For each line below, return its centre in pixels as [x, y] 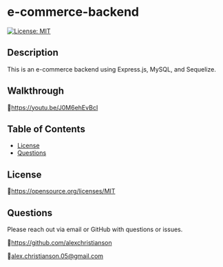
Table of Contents [46, 129]
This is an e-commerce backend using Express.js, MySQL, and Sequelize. [112, 69]
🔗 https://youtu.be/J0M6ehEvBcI [53, 107]
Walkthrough [35, 91]
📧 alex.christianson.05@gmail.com [55, 256]
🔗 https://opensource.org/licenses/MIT [61, 191]
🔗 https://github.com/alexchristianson [60, 243]
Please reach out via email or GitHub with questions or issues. [95, 229]
